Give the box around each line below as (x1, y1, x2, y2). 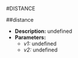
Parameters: (14, 34, 46, 40)
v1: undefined (23, 40, 57, 47)
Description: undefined (14, 28, 73, 35)
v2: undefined (23, 46, 58, 53)
